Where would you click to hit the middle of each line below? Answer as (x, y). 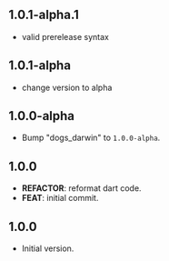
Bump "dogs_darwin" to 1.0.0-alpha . (91, 138)
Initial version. (48, 248)
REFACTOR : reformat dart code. (81, 188)
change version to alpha (67, 87)
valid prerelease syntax (65, 36)
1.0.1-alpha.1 (44, 15)
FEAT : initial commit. (60, 198)
